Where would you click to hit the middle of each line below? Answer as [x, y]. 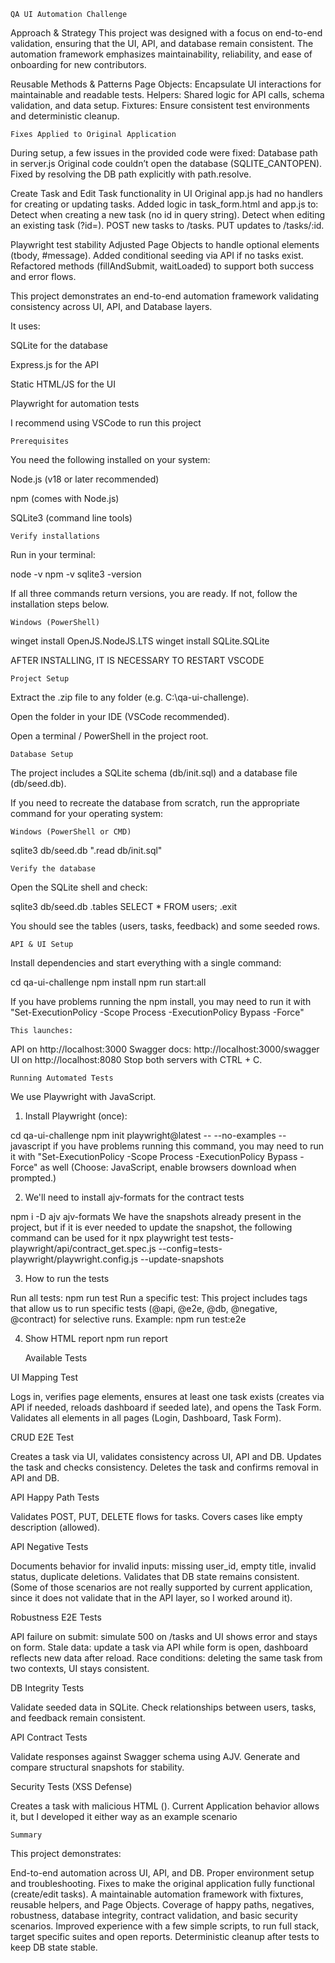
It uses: [25, 326]
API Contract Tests [49, 1737]
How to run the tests [67, 1278]
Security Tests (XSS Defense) [71, 1786]
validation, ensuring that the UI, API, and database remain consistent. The [162, 43]
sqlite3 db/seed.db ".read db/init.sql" [86, 850]
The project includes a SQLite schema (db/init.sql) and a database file [154, 773]
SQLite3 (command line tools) [71, 518]
